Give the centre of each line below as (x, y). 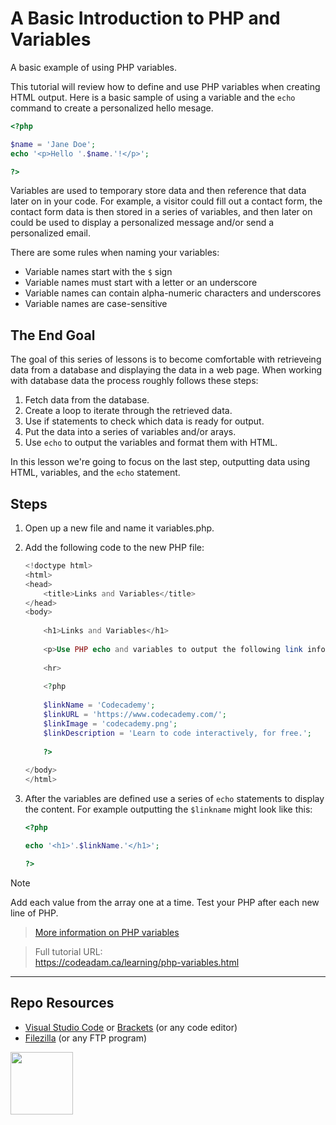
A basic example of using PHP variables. (94, 67)
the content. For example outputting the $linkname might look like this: (168, 809)
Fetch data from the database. (87, 400)
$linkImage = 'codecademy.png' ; (110, 723)
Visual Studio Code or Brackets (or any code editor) (131, 1027)
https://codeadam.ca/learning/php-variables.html (137, 962)
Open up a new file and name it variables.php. (119, 528)
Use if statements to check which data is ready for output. (144, 421)
